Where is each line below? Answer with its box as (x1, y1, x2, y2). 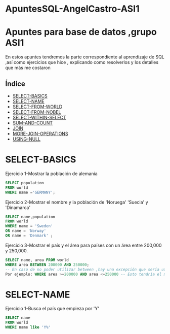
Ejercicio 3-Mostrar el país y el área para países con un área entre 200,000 (5, 242, 162, 248)
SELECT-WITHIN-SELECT (12, 114, 67, 120)
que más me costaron (5, 64, 51, 71)
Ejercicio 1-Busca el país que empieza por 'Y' (5, 306, 100, 312)
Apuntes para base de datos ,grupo (5, 26, 157, 38)
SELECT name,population (5, 214, 56, 219)
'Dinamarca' (5, 204, 31, 211)
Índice (5, 79, 25, 88)
